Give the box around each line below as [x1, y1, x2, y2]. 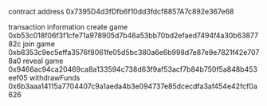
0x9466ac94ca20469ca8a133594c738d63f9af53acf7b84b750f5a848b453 [8, 65, 257, 74]
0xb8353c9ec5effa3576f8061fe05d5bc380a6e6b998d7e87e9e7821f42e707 [8, 48, 260, 57]
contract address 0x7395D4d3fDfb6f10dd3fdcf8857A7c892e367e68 [8, 7, 234, 16]
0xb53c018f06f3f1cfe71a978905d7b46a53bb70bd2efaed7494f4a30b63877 [8, 31, 259, 40]
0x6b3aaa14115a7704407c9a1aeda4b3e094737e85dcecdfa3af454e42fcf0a [8, 81, 257, 91]
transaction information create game [8, 22, 128, 31]
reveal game [22, 56, 64, 65]
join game [22, 39, 56, 49]
